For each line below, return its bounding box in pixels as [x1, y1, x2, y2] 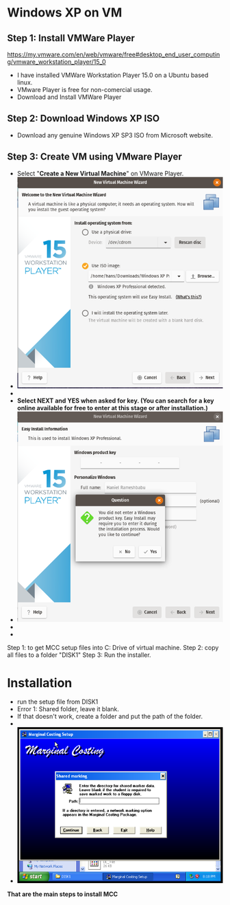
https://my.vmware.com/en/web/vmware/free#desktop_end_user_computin [7, 50, 220, 58]
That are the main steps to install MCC [7, 890, 118, 898]
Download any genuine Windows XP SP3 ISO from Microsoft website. [16, 131, 214, 139]
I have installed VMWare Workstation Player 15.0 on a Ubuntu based [16, 71, 209, 79]
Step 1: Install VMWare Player [7, 32, 136, 44]
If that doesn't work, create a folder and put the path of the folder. [16, 713, 203, 721]
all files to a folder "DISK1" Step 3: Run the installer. [7, 651, 152, 659]
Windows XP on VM [7, 5, 123, 21]
